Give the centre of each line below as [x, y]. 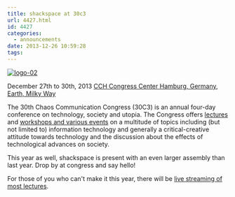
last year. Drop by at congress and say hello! [72, 165]
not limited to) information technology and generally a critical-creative [108, 129]
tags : [15, 53]
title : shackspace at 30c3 [47, 14]
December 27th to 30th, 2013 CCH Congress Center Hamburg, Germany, [113, 86]
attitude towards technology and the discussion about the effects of [105, 136]
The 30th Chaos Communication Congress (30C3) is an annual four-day [112, 107]
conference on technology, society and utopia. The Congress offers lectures [117, 114]
